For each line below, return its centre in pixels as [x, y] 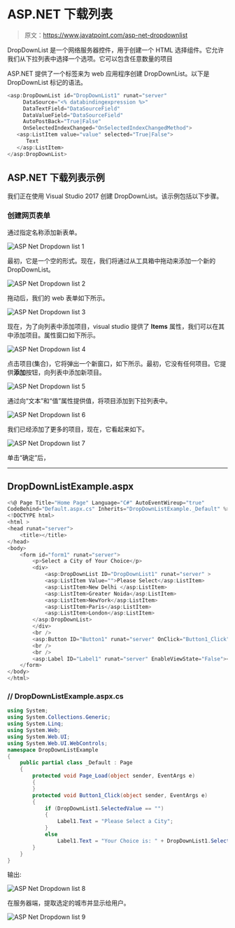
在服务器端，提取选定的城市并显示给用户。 [69, 903]
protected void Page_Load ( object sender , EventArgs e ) [114, 776]
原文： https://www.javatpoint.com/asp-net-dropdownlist [106, 35]
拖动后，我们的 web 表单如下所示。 [58, 297]
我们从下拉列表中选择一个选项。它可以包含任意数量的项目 [90, 58]
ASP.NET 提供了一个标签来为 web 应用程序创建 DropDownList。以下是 [108, 73]
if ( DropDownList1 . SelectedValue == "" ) [104, 808]
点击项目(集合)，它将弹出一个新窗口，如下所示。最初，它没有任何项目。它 [114, 363]
